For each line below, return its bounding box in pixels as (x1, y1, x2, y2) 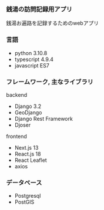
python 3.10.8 (14, 49, 48, 56)
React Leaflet (14, 157, 47, 164)
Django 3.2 (14, 103, 42, 110)
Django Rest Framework (14, 115, 73, 122)
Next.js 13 (14, 144, 39, 151)
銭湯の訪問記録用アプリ (6, 5, 72, 13)
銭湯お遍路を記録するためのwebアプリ (6, 19, 99, 27)
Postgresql (14, 192, 41, 199)
